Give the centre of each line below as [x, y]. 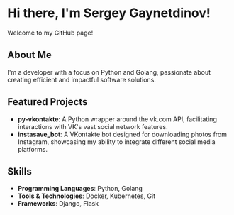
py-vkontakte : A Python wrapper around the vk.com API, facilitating [117, 119]
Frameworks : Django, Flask [58, 204]
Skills [19, 171]
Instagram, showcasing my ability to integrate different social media [116, 142]
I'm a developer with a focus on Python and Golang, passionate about [109, 72]
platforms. [33, 149]
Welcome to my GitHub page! [50, 33]
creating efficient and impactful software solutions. [82, 79]
